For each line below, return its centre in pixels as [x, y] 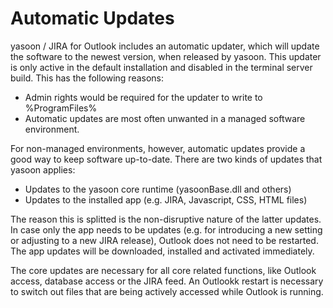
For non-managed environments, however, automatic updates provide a [158, 148]
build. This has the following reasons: [87, 78]
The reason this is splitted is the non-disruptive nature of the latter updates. [166, 219]
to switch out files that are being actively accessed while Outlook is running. [167, 291]
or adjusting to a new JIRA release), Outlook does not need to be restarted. [164, 240]
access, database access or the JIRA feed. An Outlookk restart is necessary [167, 281]
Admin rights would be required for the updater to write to [143, 97]
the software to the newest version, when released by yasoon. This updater [166, 56]
